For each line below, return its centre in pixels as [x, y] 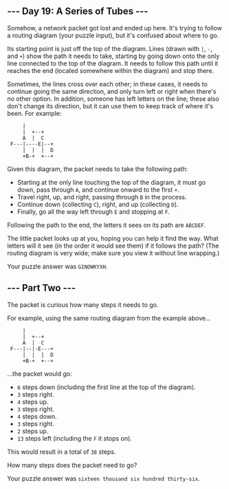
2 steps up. [33, 431]
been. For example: [34, 113]
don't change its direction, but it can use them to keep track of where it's [110, 106]
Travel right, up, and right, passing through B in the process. [102, 197]
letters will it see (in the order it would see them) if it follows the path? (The [113, 246]
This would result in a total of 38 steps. [62, 452]
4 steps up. [33, 401]
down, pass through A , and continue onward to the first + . [98, 190]
